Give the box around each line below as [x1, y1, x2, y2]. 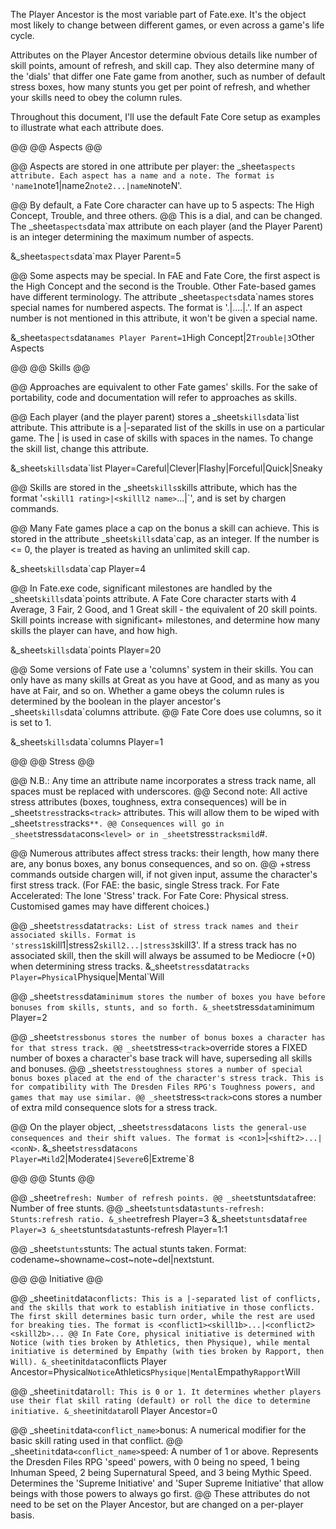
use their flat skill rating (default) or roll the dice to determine [10, 1396, 311, 1406]
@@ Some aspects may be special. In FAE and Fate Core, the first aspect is [10, 270, 321, 281]
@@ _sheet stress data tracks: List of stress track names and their [10, 920, 299, 931]
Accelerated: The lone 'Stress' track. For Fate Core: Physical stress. [10, 890, 289, 901]
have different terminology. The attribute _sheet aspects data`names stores [10, 291, 315, 303]
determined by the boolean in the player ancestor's [10, 695, 222, 707]
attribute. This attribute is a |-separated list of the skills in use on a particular [10, 422, 325, 433]
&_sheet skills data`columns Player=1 [10, 736, 164, 748]
